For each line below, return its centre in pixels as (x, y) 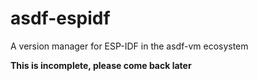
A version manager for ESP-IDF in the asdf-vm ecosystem (129, 46)
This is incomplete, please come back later (101, 65)
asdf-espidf (60, 18)
